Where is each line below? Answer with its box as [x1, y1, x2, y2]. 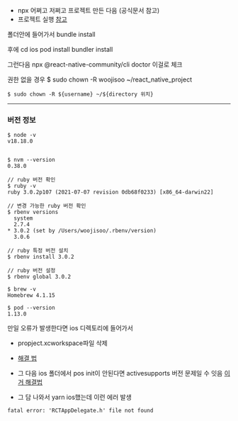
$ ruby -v [7, 183, 37, 190]
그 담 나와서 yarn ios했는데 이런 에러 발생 [17, 393, 132, 402]
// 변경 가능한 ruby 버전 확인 [7, 203, 86, 210]
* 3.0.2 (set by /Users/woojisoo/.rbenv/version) [7, 228, 157, 235]
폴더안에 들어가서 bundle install [7, 30, 96, 38]
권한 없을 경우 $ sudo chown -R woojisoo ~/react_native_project [7, 75, 193, 84]
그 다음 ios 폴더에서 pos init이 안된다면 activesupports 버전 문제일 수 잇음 [17, 369, 223, 378]
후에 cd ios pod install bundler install [7, 45, 113, 53]
